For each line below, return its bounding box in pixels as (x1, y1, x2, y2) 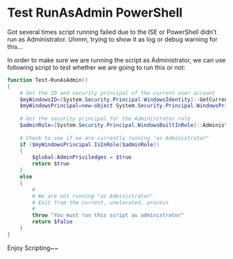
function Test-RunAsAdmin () (7, 76, 89, 84)
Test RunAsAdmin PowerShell (7, 5, 183, 21)
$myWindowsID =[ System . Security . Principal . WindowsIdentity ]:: (19, 96, 200, 103)
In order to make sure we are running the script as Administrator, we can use (7, 55, 226, 64)
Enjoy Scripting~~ (7, 244, 59, 252)
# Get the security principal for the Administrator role (19, 116, 191, 123)
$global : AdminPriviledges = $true (32, 154, 132, 161)
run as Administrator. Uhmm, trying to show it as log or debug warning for (7, 35, 218, 43)
